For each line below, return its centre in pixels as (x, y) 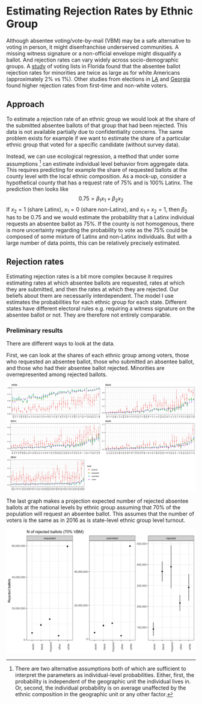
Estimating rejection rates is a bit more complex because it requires (90, 276)
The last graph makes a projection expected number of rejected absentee (97, 501)
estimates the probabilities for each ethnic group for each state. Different (96, 302)
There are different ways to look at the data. (61, 344)
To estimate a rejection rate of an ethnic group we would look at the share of (101, 119)
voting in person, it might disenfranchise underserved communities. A (93, 47)
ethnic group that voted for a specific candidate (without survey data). (93, 144)
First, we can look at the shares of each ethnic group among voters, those (98, 355)
